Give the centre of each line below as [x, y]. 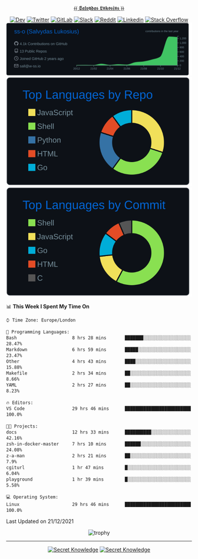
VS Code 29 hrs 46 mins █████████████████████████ [99, 409]
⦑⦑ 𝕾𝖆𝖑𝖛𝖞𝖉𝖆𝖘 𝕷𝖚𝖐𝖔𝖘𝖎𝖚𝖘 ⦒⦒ [99, 8]
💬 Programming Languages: [38, 332]
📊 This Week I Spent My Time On [48, 306]
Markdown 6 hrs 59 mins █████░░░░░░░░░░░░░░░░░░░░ [99, 350]
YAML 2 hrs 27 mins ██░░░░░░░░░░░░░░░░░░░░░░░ [99, 385]
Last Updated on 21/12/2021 [40, 521]
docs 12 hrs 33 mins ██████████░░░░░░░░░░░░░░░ [99, 432]
